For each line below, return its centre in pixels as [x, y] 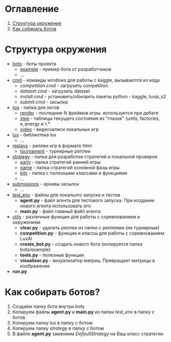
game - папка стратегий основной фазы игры [70, 167]
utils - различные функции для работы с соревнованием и [76, 217]
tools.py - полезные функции [52, 255]
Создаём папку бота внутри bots [48, 306]
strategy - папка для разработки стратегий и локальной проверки [85, 156]
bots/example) [35, 249]
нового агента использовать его [55, 206]
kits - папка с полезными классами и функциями [73, 173]
